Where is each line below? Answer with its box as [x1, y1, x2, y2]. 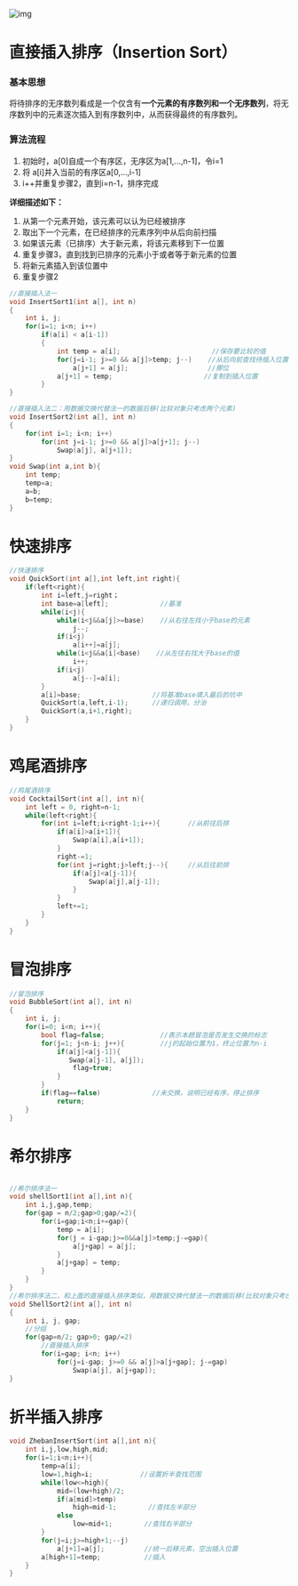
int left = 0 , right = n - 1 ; [25, 802, 122, 811]
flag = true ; [72, 1064, 114, 1073]
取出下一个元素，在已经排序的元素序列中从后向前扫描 [21, 227, 217, 237]
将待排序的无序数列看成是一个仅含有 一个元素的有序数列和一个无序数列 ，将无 [9, 98, 289, 109]
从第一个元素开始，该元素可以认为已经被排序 [21, 215, 186, 226]
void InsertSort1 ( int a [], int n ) [9, 297, 137, 306]
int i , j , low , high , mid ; [25, 1445, 109, 1454]
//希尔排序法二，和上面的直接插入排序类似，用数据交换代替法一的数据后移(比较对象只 [9, 1291, 279, 1300]
